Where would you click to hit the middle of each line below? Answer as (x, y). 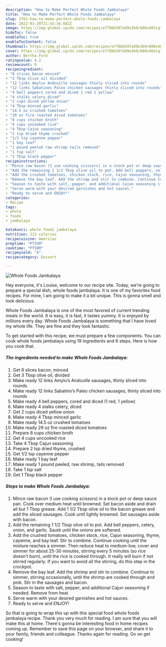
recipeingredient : (24, 70)
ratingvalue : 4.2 (23, 60)
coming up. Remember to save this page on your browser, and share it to (79, 628)
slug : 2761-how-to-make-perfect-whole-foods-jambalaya (63, 19)
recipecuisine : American (31, 239)
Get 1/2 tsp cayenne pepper (41, 454)
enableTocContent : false (31, 42)
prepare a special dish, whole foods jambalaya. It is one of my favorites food (83, 290)
